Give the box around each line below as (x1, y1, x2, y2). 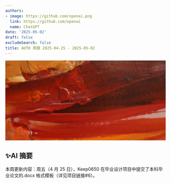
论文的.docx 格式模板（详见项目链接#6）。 (9, 172, 98, 178)
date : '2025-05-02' (5, 29, 47, 35)
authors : (5, 8, 24, 13)
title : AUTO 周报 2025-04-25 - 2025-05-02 (5, 46, 95, 51)
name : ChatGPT (10, 24, 40, 29)
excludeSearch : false (5, 41, 51, 46)
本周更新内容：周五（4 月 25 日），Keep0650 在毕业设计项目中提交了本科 (5, 166, 159, 172)
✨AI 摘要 (5, 152, 33, 160)
